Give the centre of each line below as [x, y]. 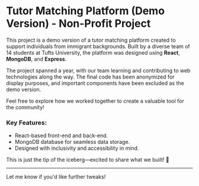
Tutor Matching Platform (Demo [85, 11]
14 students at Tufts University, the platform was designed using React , [93, 52]
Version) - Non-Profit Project [78, 23]
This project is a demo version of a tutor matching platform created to [91, 40]
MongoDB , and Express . [36, 59]
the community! [25, 107]
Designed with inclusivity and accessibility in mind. [77, 148]
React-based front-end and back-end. [61, 135]
